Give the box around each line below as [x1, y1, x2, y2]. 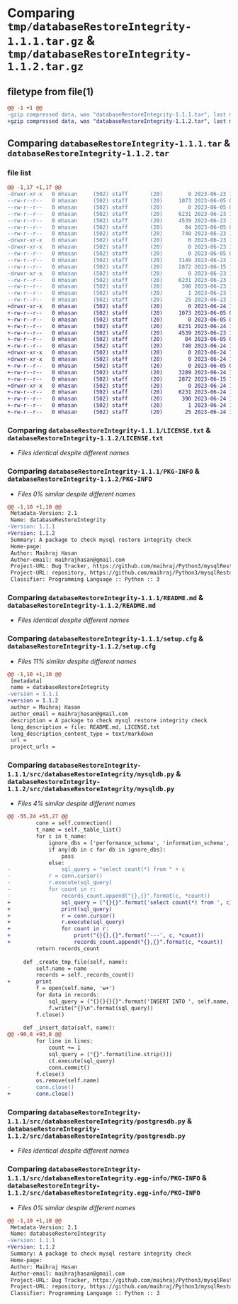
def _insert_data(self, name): [23, 1024, 115, 1031]
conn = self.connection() [35, 820, 113, 827]
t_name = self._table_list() [35, 826, 122, 834]
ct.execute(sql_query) [48, 1057, 115, 1065]
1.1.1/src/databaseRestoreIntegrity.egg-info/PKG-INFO [7, 1174, 200, 1183]
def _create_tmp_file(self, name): [23, 958, 129, 965]
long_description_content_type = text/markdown [10, 730, 154, 737]
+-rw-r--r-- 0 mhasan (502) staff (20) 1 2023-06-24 [7, 402, 227, 409]
